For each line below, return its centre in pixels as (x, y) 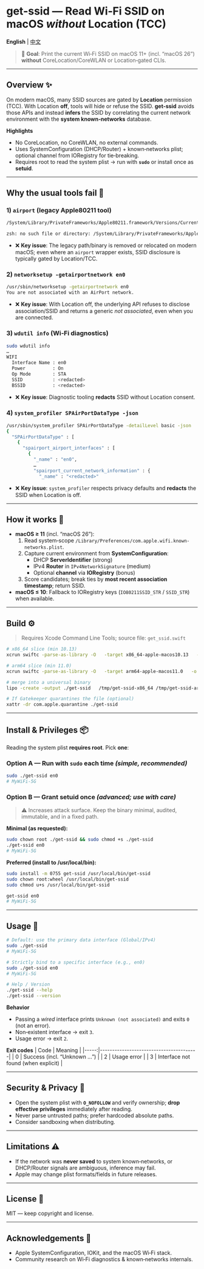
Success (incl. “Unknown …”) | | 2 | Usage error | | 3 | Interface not (107, 1057)
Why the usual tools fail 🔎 (55, 193)
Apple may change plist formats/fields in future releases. (86, 1174)
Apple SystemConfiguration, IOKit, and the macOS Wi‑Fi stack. (93, 1253)
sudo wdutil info (28, 346)
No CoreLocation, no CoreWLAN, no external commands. (87, 142)
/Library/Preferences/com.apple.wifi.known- (133, 541)
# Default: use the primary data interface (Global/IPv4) (81, 940)
